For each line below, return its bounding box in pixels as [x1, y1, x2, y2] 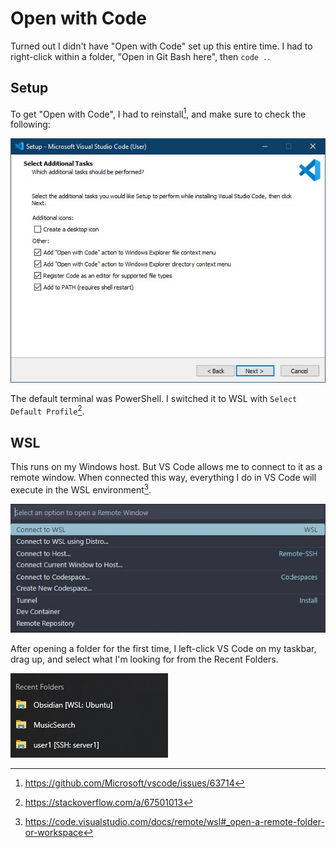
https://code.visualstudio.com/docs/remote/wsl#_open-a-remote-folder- [24, 815, 325, 827]
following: [10, 118, 51, 131]
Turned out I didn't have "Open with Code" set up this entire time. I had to [10, 40, 313, 52]
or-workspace [24, 826, 84, 838]
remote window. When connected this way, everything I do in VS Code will [10, 471, 317, 483]
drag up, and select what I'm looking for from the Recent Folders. [10, 653, 279, 665]
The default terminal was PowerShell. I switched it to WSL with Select [10, 393, 298, 405]
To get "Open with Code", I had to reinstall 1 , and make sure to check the [10, 106, 307, 120]
